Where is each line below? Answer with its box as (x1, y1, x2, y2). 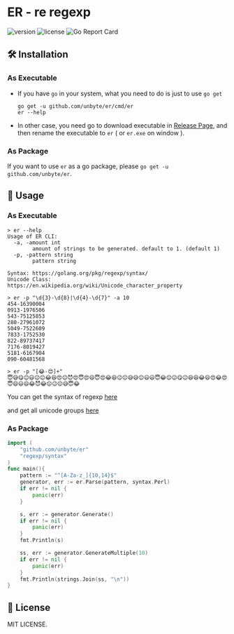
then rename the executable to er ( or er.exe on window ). (17, 128, 185, 137)
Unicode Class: (7, 276, 52, 283)
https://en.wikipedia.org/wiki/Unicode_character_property (7, 282, 183, 289)
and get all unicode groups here (7, 406, 99, 414)
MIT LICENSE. (7, 620, 47, 628)
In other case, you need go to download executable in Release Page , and (17, 121, 228, 130)
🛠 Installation (7, 48, 68, 60)
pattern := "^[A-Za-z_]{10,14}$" (20, 472, 117, 479)
